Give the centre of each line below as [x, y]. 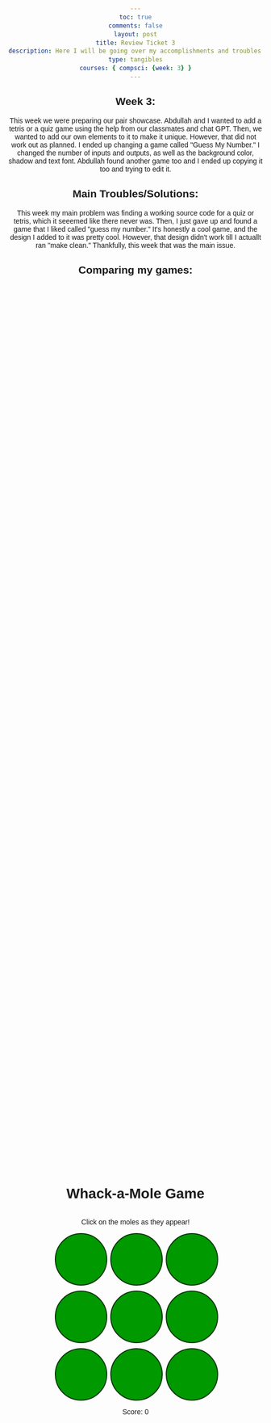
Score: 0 [135, 1412]
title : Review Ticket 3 [135, 43]
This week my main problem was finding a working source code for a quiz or [135, 213]
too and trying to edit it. [135, 169]
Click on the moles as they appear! [135, 1222]
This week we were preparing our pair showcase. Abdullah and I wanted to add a [135, 120]
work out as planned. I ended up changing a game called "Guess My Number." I [135, 145]
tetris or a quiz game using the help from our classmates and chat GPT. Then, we [135, 128]
